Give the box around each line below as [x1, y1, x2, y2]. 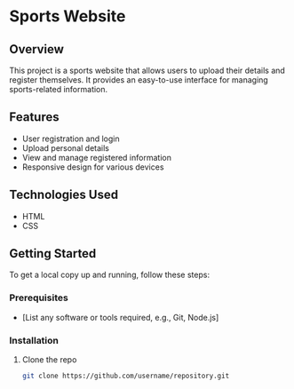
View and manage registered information [21, 152, 171, 163]
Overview [9, 42, 65, 57]
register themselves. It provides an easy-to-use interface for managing [9, 75, 268, 85]
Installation [9, 334, 60, 346]
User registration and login [21, 133, 120, 144]
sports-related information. [9, 84, 108, 94]
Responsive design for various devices [21, 162, 164, 172]
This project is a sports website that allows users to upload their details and [9, 65, 286, 75]
